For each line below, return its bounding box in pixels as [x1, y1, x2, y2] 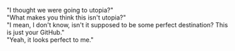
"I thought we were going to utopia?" [6, 6, 114, 14]
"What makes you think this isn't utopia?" [6, 13, 126, 22]
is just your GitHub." [6, 28, 65, 36]
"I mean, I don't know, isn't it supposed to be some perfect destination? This [6, 21, 229, 29]
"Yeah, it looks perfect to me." [6, 36, 94, 44]
